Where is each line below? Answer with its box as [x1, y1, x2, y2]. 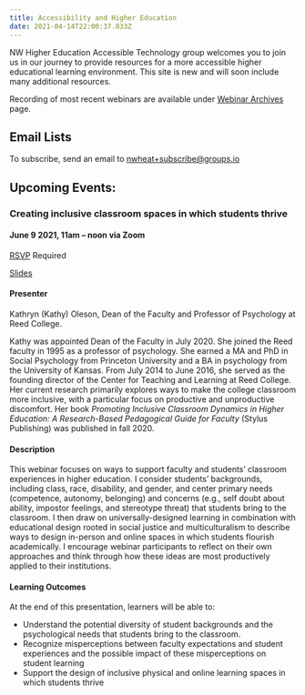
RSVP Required [9, 249, 66, 260]
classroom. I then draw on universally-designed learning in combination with [9, 512, 296, 523]
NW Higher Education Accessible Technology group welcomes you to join [9, 46, 287, 57]
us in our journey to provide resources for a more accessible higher [9, 56, 262, 67]
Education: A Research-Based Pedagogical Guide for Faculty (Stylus [9, 413, 269, 424]
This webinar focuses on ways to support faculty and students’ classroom [9, 464, 287, 475]
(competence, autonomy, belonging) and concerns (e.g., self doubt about [9, 493, 285, 504]
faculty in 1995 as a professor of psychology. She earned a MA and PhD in [9, 346, 289, 357]
